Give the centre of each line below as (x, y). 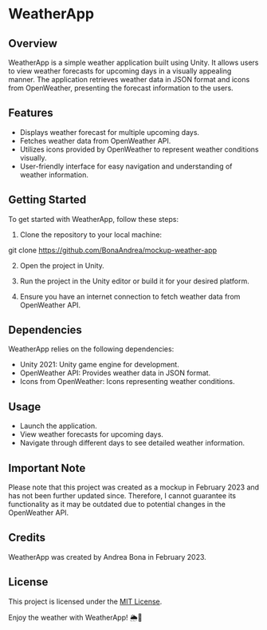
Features (31, 113)
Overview (33, 44)
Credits (27, 538)
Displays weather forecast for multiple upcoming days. (110, 132)
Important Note (47, 468)
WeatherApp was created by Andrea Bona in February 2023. (108, 557)
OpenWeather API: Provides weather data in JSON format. (115, 373)
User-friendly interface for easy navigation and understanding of (126, 166)
